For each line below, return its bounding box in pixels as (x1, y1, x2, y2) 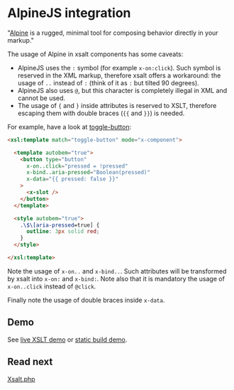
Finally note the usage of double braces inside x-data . (7, 296, 165, 304)
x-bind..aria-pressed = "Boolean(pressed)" (26, 169, 151, 176)
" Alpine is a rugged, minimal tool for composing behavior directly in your (7, 28, 218, 37)
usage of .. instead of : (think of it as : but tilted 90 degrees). (17, 78, 200, 87)
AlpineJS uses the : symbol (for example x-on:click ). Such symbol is (17, 63, 221, 72)
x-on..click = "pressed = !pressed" (26, 162, 129, 170)
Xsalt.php (7, 374, 35, 383)
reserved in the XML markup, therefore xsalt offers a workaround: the (17, 71, 221, 80)
